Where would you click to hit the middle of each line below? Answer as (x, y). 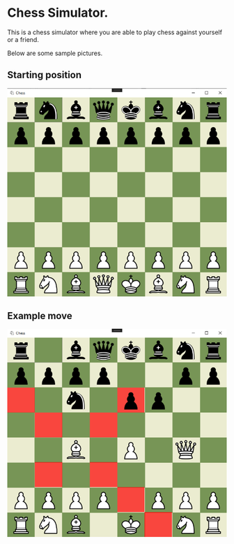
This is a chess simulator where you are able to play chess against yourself (115, 32)
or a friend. (23, 39)
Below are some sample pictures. (55, 53)
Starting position (45, 75)
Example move (40, 316)
